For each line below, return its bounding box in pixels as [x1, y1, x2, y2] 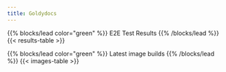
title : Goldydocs [7, 10, 57, 17]
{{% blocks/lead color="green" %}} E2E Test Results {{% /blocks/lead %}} [7, 29, 219, 37]
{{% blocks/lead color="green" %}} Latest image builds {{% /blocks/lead [7, 49, 215, 58]
